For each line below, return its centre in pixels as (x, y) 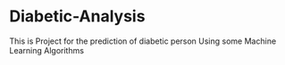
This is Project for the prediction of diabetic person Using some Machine (143, 41)
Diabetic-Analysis (77, 16)
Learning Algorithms (47, 50)
